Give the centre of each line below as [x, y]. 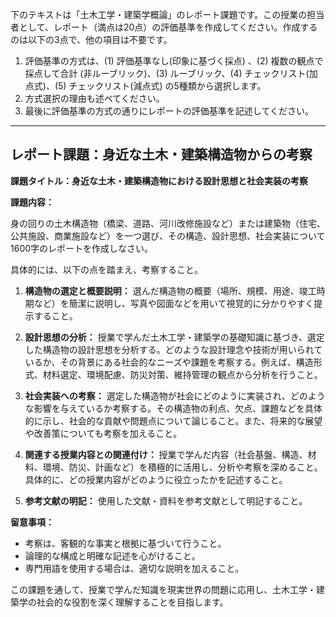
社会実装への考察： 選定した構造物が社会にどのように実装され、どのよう [175, 395]
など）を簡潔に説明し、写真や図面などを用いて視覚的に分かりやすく [174, 303]
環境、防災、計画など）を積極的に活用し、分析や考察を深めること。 [182, 467]
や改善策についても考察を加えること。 [103, 433]
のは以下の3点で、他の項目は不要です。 [91, 39]
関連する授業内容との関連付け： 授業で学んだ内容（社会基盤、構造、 [166, 454]
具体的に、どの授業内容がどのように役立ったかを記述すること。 [156, 479]
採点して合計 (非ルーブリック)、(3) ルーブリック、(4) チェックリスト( [167, 73]
